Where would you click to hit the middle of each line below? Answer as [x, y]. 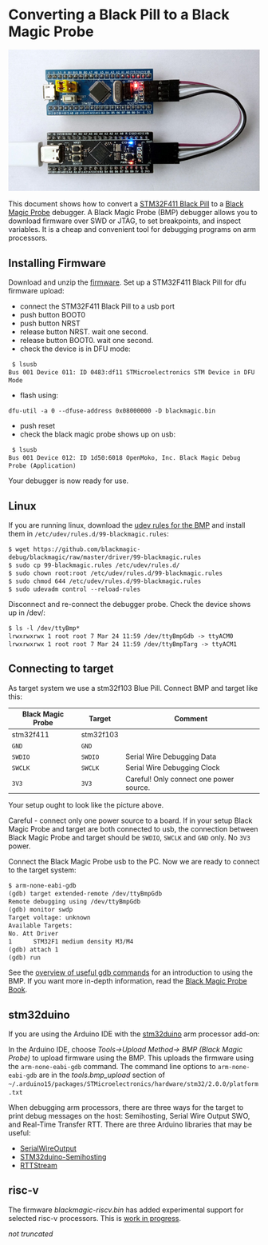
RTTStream [38, 1165]
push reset [37, 426]
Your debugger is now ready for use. [69, 481]
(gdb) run [25, 958]
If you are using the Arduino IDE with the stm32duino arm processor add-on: [134, 1034]
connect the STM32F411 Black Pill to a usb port [97, 306]
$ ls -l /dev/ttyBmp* [44, 628]
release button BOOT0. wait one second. [87, 341]
